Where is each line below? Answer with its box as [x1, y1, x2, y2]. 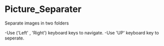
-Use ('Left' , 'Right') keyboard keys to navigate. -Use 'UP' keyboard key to [4, 29, 159, 35]
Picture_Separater [4, 3, 82, 15]
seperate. [4, 35, 24, 41]
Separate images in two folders [4, 20, 69, 26]
